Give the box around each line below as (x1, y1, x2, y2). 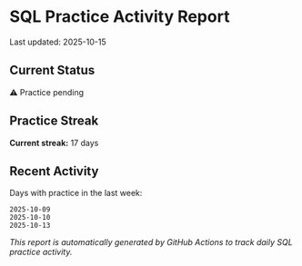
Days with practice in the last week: (9, 188, 143, 199)
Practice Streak (9, 113, 99, 129)
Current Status (9, 63, 96, 78)
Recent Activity (9, 163, 99, 179)
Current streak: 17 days (9, 137, 99, 148)
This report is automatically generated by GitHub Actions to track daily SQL (9, 237, 293, 248)
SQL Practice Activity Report (9, 6, 230, 27)
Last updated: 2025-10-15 (9, 36, 106, 47)
